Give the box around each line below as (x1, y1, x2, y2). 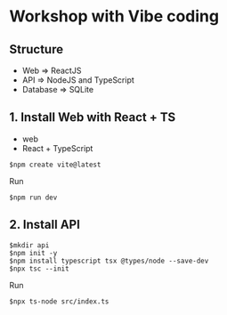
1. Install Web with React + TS (9, 109, 176, 125)
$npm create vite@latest (9, 160, 101, 169)
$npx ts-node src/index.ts (9, 296, 109, 306)
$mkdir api (9, 240, 50, 250)
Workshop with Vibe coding (9, 6, 220, 27)
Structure (9, 42, 64, 57)
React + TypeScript (21, 142, 93, 153)
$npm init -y (9, 248, 58, 257)
